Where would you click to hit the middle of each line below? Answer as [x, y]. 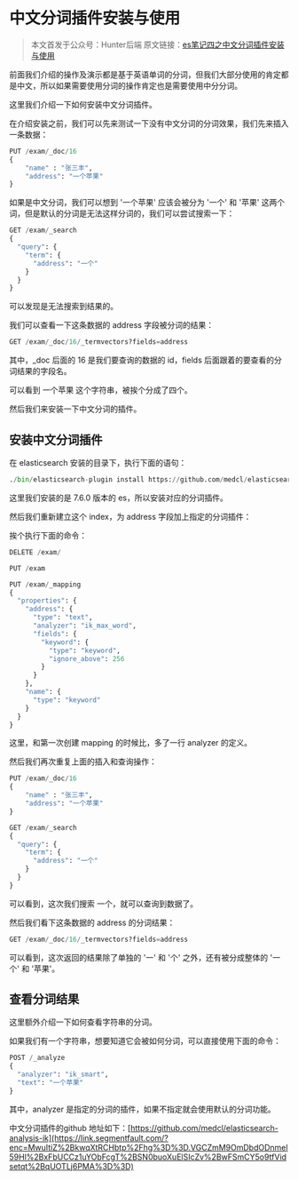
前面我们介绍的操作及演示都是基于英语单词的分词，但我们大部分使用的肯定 [145, 74]
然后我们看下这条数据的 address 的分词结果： [92, 922]
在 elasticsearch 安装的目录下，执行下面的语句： [98, 462]
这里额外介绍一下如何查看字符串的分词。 [83, 1022]
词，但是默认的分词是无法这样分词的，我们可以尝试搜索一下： [122, 213]
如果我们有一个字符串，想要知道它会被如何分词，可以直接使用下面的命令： [145, 1041]
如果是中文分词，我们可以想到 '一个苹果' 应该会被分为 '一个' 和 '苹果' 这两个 [147, 203]
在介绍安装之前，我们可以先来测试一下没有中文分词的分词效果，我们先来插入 [149, 123]
